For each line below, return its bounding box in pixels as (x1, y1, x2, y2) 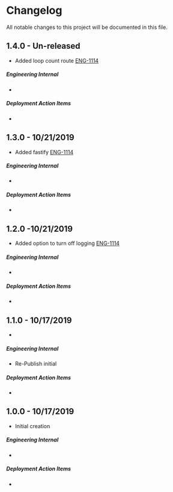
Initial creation (14, 422, 50, 429)
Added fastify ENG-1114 (14, 148, 74, 155)
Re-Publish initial (14, 360, 57, 367)
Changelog (6, 4, 62, 17)
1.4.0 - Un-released (6, 41, 80, 51)
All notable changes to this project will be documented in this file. (6, 23, 168, 31)
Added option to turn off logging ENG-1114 (14, 240, 120, 247)
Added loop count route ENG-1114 (14, 57, 99, 64)
